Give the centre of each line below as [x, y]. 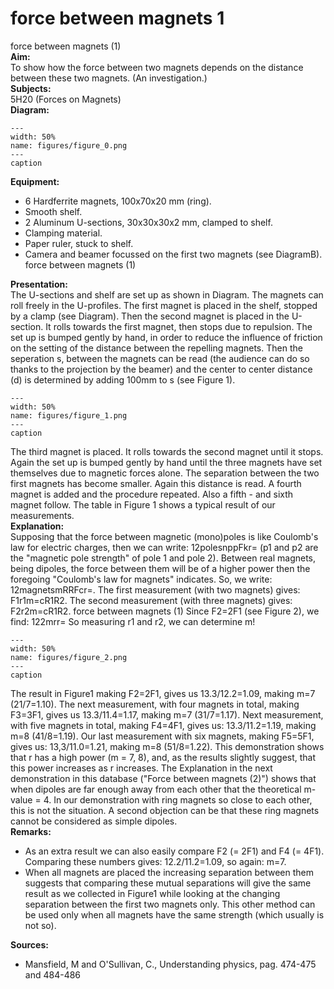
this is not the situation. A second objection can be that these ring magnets [165, 810]
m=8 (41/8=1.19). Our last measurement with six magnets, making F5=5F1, [162, 736]
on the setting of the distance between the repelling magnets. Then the [156, 348]
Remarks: [31, 831]
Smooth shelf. [53, 211]
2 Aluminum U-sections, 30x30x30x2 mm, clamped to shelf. [148, 222]
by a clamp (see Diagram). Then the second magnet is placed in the [150, 316]
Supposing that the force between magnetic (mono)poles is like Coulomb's [164, 536]
